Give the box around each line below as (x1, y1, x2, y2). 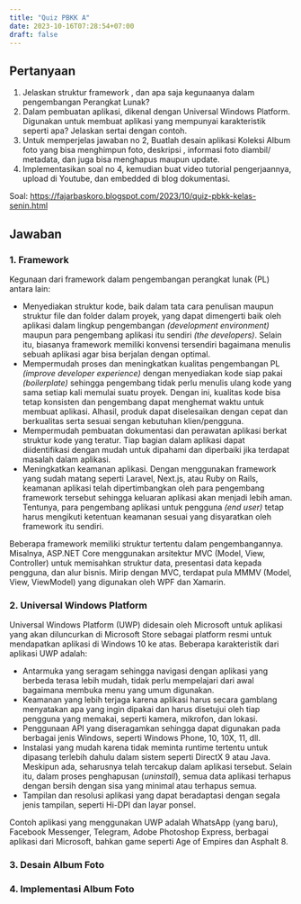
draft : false (9, 30, 58, 39)
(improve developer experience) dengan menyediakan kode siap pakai (22, 367, 283, 378)
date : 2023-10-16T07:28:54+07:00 (9, 22, 135, 31)
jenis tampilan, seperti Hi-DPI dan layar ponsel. (22, 800, 197, 810)
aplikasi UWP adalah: (9, 648, 88, 659)
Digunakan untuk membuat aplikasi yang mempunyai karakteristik (22, 116, 267, 127)
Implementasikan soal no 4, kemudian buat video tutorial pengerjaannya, (22, 164, 292, 175)
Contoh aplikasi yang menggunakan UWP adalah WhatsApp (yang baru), (9, 817, 279, 828)
